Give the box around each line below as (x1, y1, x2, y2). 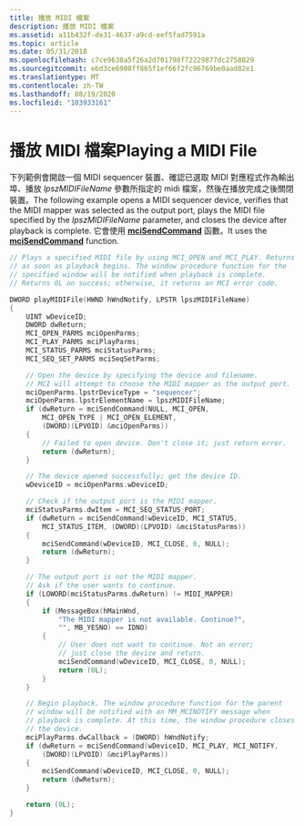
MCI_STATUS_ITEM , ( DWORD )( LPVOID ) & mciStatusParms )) (42, 522, 247, 531)
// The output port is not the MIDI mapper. (25, 573, 198, 582)
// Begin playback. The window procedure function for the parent (25, 699, 283, 709)
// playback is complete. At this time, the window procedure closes (25, 716, 296, 725)
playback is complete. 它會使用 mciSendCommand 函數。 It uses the (9, 225, 268, 237)
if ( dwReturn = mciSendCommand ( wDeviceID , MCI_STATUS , (25, 514, 238, 523)
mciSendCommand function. (9, 236, 120, 247)
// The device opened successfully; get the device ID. (25, 472, 243, 481)
